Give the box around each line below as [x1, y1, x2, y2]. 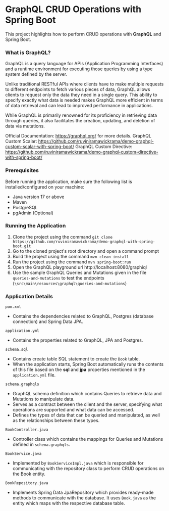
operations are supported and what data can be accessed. [12, 407, 135, 413]
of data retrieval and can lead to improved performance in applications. [5, 103, 153, 109]
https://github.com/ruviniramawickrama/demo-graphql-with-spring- [12, 239, 155, 244]
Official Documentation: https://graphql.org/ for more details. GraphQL [5, 133, 151, 139]
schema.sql [5, 347, 28, 352]
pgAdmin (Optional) [12, 210, 54, 216]
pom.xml [5, 304, 22, 309]
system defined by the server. [5, 71, 67, 77]
